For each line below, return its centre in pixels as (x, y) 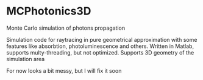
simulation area (26, 59)
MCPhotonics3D (49, 11)
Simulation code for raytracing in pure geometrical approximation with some (102, 39)
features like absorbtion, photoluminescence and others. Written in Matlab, (100, 46)
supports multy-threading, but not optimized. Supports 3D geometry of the (100, 52)
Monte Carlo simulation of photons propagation (66, 28)
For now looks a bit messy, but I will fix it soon (64, 70)
